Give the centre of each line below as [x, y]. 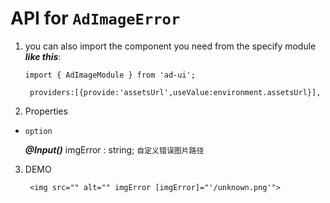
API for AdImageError [95, 18]
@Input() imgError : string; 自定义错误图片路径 [114, 149]
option [38, 131]
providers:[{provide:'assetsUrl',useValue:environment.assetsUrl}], [175, 92]
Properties [46, 111]
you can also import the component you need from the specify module [170, 46]
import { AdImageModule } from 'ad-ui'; [110, 75]
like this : [43, 56]
